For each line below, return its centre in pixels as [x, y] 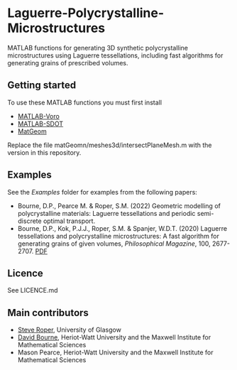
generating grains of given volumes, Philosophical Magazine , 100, [114, 244]
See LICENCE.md [33, 290]
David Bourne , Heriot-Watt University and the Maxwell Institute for [114, 337]
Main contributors [48, 313]
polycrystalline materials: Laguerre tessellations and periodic [106, 213]
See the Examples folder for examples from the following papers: [102, 192]
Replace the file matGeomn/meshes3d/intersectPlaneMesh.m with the [110, 145]
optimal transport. [69, 221]
